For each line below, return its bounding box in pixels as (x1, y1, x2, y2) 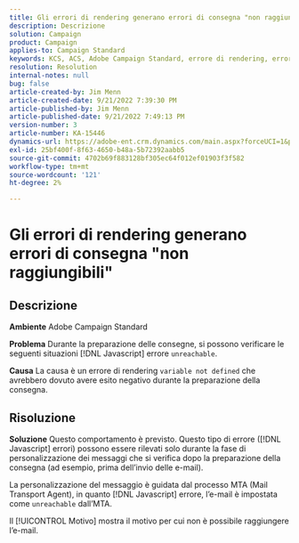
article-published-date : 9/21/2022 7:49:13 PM (9, 112, 185, 121)
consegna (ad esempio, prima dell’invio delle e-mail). (9, 462, 204, 473)
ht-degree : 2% (9, 179, 62, 188)
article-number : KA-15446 (9, 129, 105, 138)
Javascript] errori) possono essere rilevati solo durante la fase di (9, 442, 246, 454)
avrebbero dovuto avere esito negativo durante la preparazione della (9, 375, 261, 385)
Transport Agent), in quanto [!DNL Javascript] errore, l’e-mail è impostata (9, 489, 279, 499)
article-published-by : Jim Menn (9, 104, 129, 113)
